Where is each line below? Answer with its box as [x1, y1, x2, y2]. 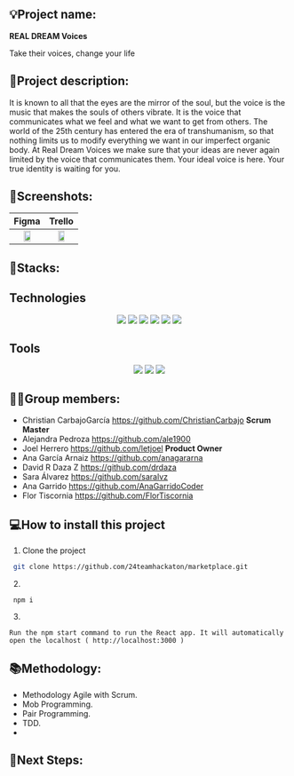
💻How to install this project [9, 517, 166, 532]
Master [21, 424, 50, 435]
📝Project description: [9, 74, 130, 89]
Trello [48, 215, 74, 227]
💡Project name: [9, 7, 97, 22]
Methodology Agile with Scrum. [21, 689, 138, 700]
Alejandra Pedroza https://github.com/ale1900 [21, 434, 191, 445]
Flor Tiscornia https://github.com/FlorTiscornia [21, 490, 194, 501]
